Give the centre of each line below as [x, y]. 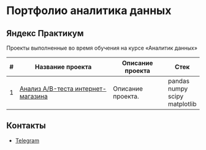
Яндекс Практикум [45, 33]
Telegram [27, 140]
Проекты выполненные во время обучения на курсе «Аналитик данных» [102, 48]
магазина [33, 96]
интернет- [91, 88]
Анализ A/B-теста [46, 88]
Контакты [26, 126]
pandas [179, 81]
